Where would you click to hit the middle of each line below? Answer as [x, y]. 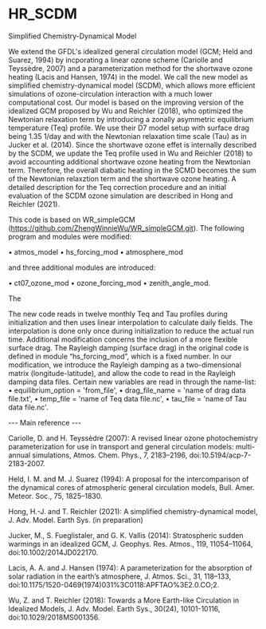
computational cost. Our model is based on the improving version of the [126, 102]
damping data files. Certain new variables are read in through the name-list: [132, 382]
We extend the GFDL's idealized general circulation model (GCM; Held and [131, 51]
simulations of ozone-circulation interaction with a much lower [110, 93]
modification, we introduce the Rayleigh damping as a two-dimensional [125, 365]
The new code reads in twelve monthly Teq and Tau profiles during [118, 314]
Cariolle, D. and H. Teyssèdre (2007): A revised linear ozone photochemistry [133, 438]
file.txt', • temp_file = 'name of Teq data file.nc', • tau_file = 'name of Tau [127, 398]
